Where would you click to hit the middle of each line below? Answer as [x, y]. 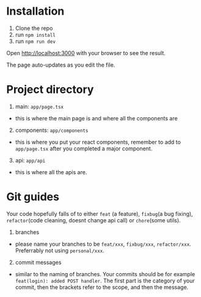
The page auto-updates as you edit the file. [61, 65]
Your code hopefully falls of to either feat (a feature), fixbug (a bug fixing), [100, 214]
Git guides [33, 197]
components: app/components [52, 130]
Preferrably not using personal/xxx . [60, 250]
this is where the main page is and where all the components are [97, 118]
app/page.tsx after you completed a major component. [84, 148]
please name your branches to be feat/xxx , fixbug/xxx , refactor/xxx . [103, 244]
